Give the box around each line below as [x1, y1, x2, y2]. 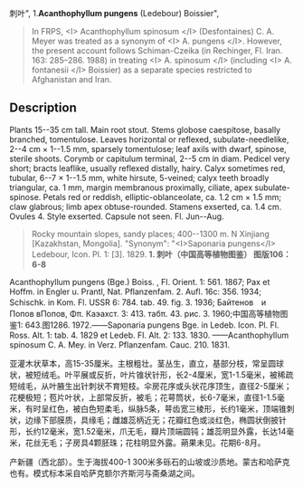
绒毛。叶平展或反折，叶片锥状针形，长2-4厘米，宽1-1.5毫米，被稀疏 [40, 369, 294, 380]
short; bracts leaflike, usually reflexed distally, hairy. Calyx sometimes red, [9, 162, 286, 174]
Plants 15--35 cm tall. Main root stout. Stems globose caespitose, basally [9, 124, 281, 135]
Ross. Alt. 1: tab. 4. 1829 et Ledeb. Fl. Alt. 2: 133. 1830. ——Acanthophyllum [9, 329, 289, 340]
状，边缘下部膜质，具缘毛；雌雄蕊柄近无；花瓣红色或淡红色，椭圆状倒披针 [9, 415, 287, 425]
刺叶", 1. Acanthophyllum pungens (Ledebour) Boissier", [9, 8, 220, 18]
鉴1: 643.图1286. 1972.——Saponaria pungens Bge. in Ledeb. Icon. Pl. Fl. [9, 320, 279, 330]
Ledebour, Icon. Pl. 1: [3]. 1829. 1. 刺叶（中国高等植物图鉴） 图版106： [31, 248, 292, 260]
